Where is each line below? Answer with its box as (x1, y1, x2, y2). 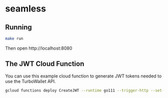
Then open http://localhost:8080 (5, 45, 72, 51)
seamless (5, 3, 46, 14)
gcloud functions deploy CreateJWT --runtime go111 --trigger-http (5, 88, 149, 93)
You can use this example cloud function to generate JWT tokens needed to (5, 73, 162, 79)
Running (5, 23, 32, 31)
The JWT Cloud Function (5, 59, 84, 68)
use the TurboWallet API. (5, 78, 56, 84)
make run (5, 36, 23, 41)
